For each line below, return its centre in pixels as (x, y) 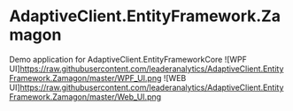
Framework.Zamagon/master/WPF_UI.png (85, 78)
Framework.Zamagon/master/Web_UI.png (85, 96)
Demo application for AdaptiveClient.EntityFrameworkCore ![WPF (128, 59)
